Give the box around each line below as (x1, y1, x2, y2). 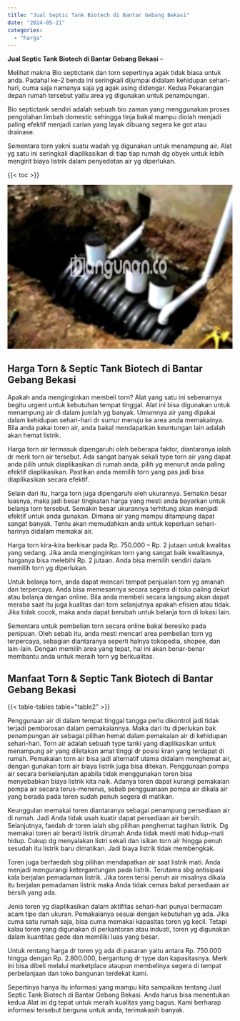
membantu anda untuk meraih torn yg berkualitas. (7, 652, 155, 660)
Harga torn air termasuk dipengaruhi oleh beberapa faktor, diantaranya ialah (7, 444, 231, 453)
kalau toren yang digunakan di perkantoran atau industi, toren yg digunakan (7, 925, 231, 934)
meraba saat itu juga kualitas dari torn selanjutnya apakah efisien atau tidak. (7, 600, 231, 609)
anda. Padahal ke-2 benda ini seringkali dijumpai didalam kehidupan (7, 76, 208, 85)
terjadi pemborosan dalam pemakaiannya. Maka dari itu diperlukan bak (7, 724, 216, 732)
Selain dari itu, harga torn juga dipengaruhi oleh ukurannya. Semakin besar (7, 489, 227, 497)
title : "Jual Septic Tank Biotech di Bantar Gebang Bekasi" (7, 11, 191, 19)
